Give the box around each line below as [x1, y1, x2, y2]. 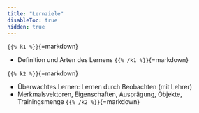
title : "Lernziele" [7, 10, 64, 17]
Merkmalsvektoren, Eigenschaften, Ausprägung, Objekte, [17, 90, 183, 98]
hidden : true [7, 23, 45, 30]
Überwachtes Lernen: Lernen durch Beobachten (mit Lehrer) [17, 83, 193, 91]
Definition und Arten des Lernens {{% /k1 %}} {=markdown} [17, 56, 189, 64]
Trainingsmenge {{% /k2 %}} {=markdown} [17, 98, 140, 106]
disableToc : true [7, 17, 58, 24]
